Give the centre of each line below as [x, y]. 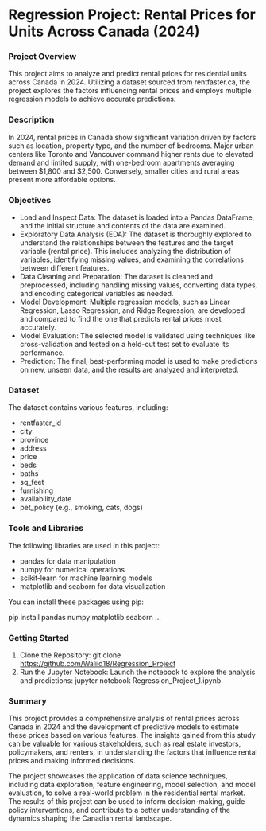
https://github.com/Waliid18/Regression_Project [98, 663]
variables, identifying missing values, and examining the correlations [132, 259]
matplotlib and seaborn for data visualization [93, 586]
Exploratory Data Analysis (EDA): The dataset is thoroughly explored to [135, 234]
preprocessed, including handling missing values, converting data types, [139, 285]
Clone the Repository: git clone [70, 655]
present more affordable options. [62, 179]
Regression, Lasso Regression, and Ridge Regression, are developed [132, 310]
